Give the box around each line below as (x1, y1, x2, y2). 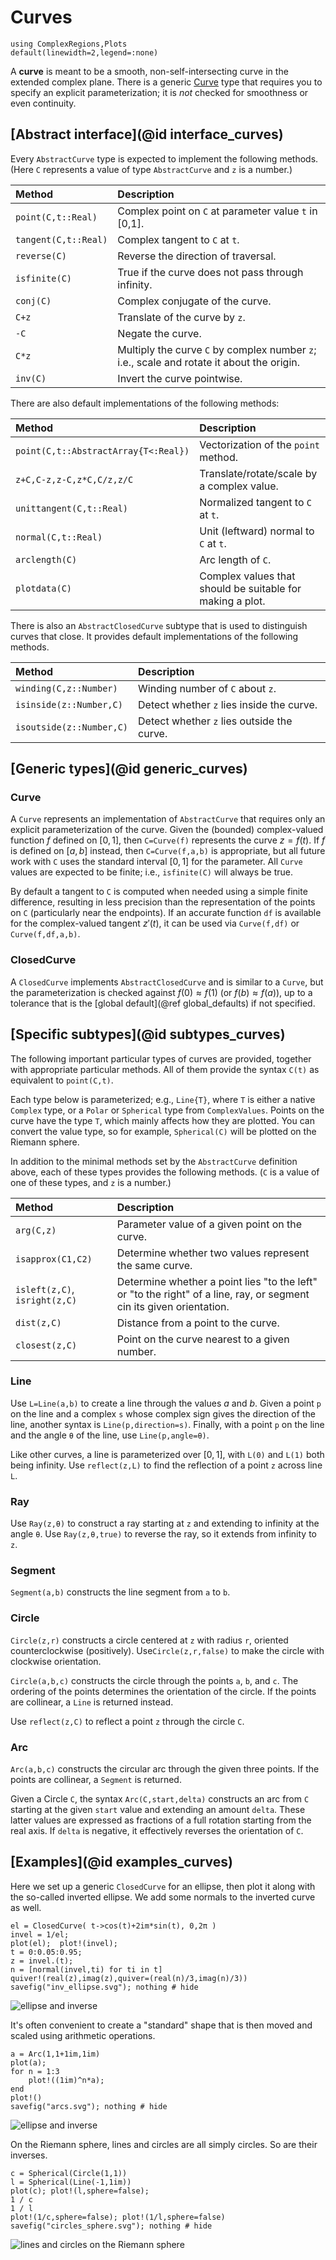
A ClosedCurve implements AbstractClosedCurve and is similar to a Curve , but (10, 976, 324, 988)
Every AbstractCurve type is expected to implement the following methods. (10, 152, 319, 165)
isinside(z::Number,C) (15, 699, 123, 710)
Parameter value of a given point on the (116, 1217, 303, 1231)
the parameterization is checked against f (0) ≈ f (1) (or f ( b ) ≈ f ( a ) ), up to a (10, 986, 313, 998)
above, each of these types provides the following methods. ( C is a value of (10, 1166, 320, 1178)
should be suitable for (199, 581, 302, 595)
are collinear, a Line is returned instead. (10, 1696, 174, 1708)
